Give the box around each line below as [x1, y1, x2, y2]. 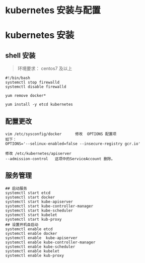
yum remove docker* [5, 93, 46, 98]
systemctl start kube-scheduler [5, 208, 73, 213]
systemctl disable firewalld [5, 84, 66, 90]
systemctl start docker [5, 194, 55, 200]
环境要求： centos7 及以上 [17, 65, 72, 72]
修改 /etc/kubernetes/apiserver [5, 151, 71, 156]
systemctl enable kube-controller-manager [5, 240, 96, 245]
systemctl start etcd [5, 190, 51, 195]
